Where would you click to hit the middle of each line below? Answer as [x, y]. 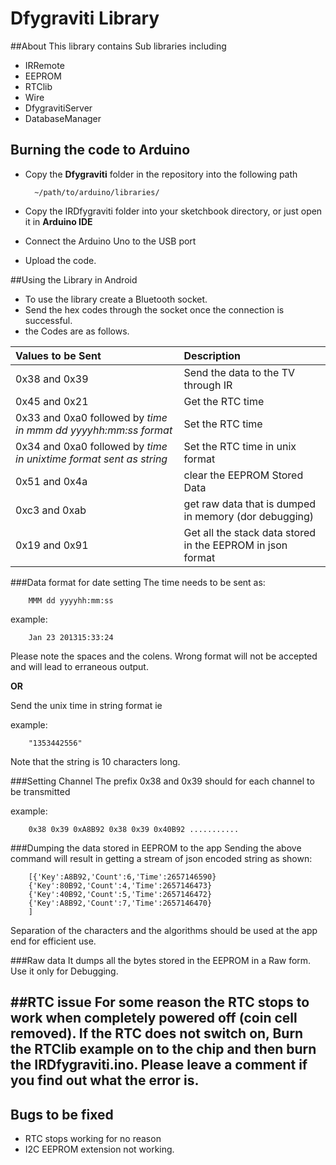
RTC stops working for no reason [93, 1138]
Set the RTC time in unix [240, 446]
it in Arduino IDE [58, 221]
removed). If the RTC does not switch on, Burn [157, 1033]
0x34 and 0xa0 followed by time [91, 446]
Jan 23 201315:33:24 [71, 637]
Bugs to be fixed [62, 1114]
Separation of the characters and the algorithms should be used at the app [164, 930]
